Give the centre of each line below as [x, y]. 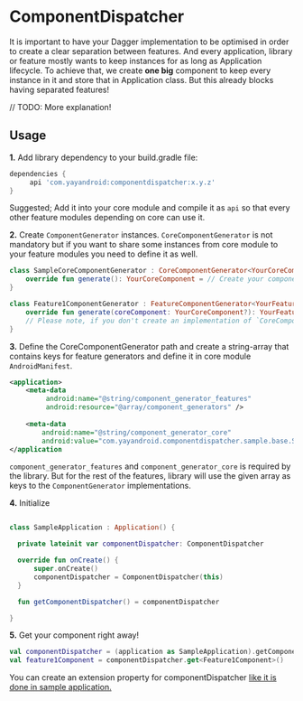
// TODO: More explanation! [60, 107]
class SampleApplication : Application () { [92, 528]
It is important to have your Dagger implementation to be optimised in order [149, 42]
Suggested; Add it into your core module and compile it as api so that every [150, 208]
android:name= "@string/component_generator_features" [149, 399]
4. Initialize [30, 503]
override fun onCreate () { [68, 561]
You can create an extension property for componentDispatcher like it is [143, 678]
